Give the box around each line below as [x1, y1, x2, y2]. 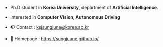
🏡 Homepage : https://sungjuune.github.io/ [10, 36, 99, 42]
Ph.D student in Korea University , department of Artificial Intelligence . [10, 5, 158, 10]
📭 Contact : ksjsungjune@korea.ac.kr [10, 24, 89, 30]
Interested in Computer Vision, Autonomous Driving [10, 14, 120, 20]
